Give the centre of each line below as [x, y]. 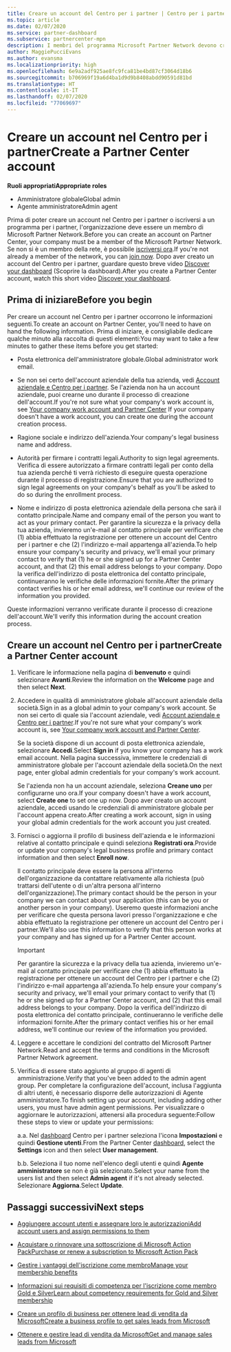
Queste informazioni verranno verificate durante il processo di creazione [110, 609]
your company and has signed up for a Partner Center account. [107, 937]
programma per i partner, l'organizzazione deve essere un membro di [106, 227]
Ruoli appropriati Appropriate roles [57, 185]
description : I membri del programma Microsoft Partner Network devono [112, 45]
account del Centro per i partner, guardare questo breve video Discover [108, 263]
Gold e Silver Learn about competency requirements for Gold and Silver [118, 1293]
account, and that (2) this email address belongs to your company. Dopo [120, 566]
